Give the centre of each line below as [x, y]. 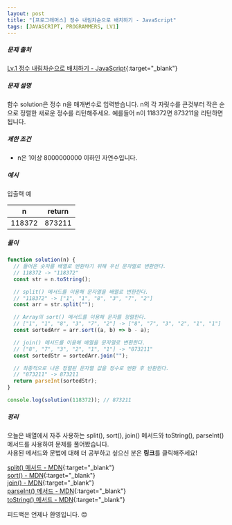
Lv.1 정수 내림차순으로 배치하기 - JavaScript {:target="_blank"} [92, 68]
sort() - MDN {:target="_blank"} [51, 475]
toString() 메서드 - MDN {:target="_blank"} [66, 499]
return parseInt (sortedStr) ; [55, 381]
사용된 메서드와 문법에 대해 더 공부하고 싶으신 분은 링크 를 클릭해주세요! [102, 453]
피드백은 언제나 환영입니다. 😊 [47, 514]
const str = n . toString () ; [52, 279]
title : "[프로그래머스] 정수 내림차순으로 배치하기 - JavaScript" [92, 20]
